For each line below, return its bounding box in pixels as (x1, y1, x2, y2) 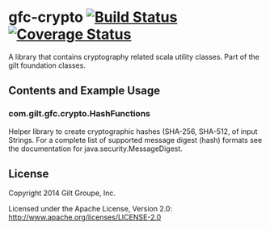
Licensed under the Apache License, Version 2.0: (8, 204, 172, 214)
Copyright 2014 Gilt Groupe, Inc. (8, 188, 116, 198)
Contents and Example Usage (8, 84, 161, 98)
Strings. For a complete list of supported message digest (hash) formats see (8, 135, 263, 144)
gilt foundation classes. (8, 61, 86, 70)
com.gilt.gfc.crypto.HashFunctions (8, 108, 151, 119)
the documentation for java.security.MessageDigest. (8, 144, 184, 153)
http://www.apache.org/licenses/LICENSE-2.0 (8, 212, 162, 222)
